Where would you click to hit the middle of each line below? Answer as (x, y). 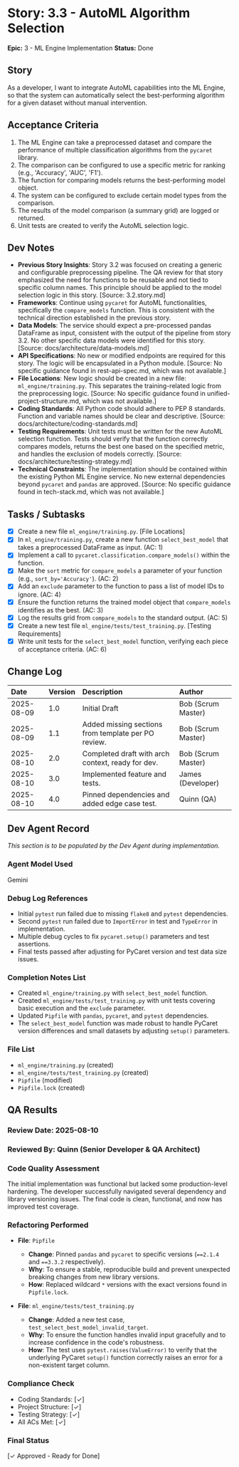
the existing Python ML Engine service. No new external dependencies (121, 477)
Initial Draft (100, 708)
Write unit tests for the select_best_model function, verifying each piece (123, 641)
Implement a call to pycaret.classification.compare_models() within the (123, 555)
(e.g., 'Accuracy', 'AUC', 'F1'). (60, 172)
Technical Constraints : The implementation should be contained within (122, 469)
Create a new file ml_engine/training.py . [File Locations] (101, 531)
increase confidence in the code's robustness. (96, 1342)
